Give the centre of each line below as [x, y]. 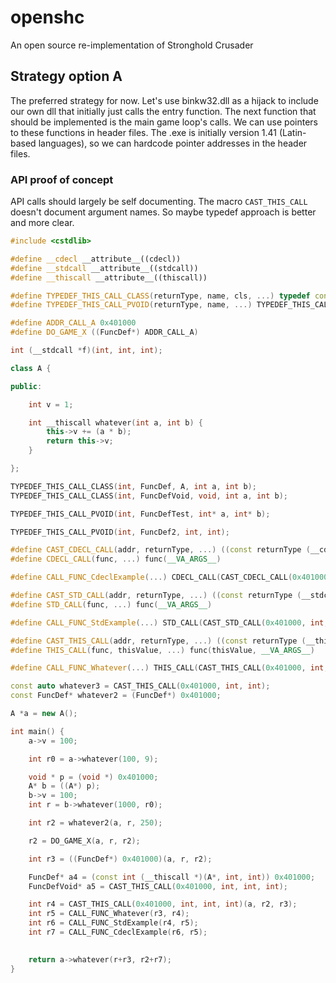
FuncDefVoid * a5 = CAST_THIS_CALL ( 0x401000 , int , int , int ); [158, 886]
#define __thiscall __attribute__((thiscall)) [109, 277]
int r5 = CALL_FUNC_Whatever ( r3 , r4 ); [109, 914]
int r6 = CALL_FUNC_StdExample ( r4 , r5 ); [113, 923]
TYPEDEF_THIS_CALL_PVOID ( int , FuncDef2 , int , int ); [120, 532]
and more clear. [42, 223]
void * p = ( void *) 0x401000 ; [93, 777]
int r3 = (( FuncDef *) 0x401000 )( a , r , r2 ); [120, 859]
